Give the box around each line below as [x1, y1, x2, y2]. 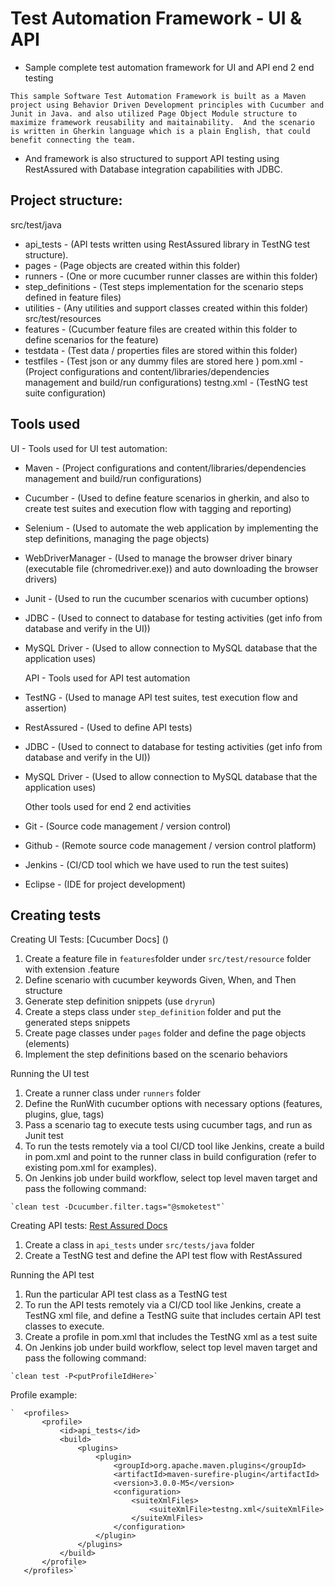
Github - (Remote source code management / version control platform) [24, 839, 317, 851]
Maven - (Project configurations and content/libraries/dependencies [24, 462, 307, 474]
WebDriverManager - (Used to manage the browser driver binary [24, 552, 293, 564]
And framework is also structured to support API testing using [24, 152, 280, 164]
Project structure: [10, 192, 123, 209]
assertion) [24, 702, 67, 714]
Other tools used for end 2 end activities [24, 800, 192, 812]
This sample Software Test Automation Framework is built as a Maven [10, 91, 307, 101]
